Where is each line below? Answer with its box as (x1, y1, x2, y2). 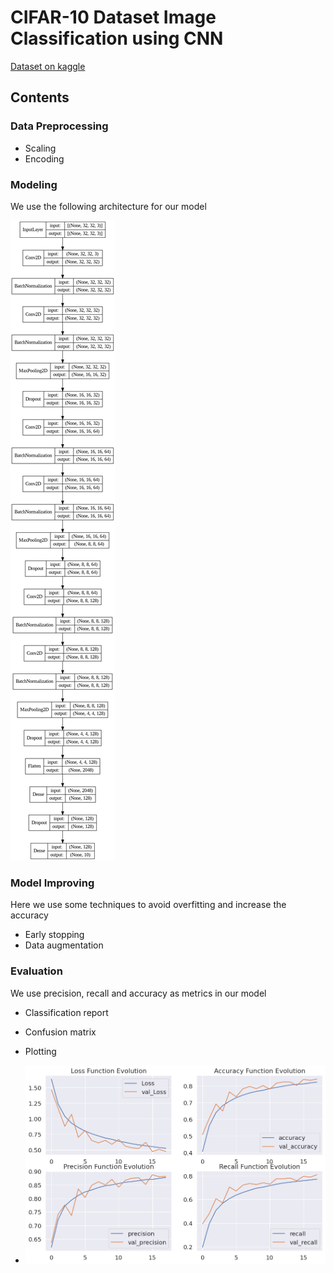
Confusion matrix (24, 1026, 97, 1038)
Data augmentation (24, 939, 104, 951)
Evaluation (10, 964, 63, 978)
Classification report (24, 1006, 109, 1018)
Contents (10, 89, 70, 106)
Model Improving (10, 876, 95, 890)
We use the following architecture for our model (10, 200, 207, 212)
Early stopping (24, 929, 85, 941)
